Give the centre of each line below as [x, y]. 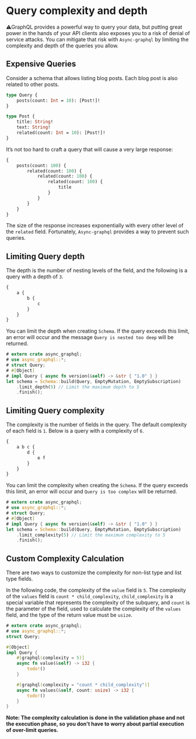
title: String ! [35, 122]
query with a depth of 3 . [35, 277]
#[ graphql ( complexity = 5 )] [50, 658]
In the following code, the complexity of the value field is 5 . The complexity [96, 590]
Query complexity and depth [77, 11]
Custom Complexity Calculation [65, 559]
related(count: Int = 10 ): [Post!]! [61, 133]
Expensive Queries [41, 64]
